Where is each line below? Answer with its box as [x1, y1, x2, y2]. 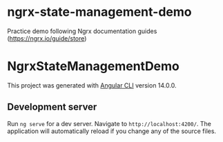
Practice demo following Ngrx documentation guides [7, 27, 157, 35]
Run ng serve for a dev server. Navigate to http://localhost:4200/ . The [7, 119, 212, 128]
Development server [7, 101, 97, 113]
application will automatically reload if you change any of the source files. [7, 127, 216, 135]
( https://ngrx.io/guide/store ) [7, 34, 87, 42]
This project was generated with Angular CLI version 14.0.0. [7, 81, 177, 90]
